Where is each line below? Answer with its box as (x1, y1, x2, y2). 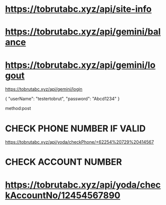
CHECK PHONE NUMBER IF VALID (5, 123, 146, 134)
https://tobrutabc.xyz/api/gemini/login (5, 86, 83, 92)
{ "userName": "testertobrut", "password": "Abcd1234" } (5, 96, 120, 102)
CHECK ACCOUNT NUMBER (5, 156, 122, 168)
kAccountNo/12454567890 (5, 190, 121, 201)
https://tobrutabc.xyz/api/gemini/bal (5, 26, 161, 38)
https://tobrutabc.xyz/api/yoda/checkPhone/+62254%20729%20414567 (5, 139, 154, 145)
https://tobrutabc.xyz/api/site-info (5, 3, 152, 15)
